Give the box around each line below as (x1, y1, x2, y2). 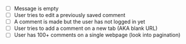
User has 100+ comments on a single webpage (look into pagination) (13, 32, 181, 39)
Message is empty (13, 5, 59, 12)
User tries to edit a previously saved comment (13, 12, 126, 19)
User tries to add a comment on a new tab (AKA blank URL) (13, 25, 158, 32)
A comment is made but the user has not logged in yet (13, 18, 146, 25)
